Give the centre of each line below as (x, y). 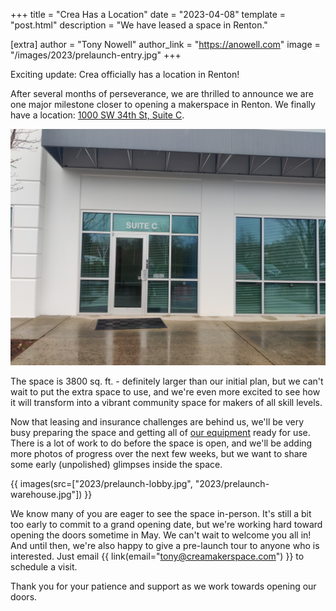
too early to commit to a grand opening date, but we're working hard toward (166, 524)
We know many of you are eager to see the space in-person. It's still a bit (161, 513)
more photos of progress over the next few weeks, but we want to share (159, 453)
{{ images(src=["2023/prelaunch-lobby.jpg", (101, 483)
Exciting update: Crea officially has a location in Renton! (125, 74)
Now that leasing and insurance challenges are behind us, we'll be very (157, 422)
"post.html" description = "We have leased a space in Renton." (139, 25)
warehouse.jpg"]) (46, 494)
